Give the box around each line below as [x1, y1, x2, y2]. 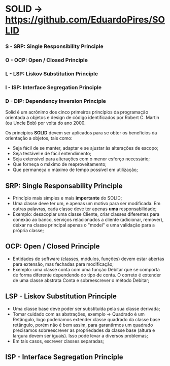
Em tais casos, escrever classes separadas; [12, 338, 105, 344]
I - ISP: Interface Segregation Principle [5, 83, 102, 91]
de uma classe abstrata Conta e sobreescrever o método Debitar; [12, 277, 150, 283]
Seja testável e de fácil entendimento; [12, 151, 91, 157]
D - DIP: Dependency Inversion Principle [5, 97, 107, 104]
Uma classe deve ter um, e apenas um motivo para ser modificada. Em [12, 200, 161, 206]
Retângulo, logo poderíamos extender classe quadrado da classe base [12, 316, 160, 322]
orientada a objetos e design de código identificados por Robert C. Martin [5, 115, 160, 121]
